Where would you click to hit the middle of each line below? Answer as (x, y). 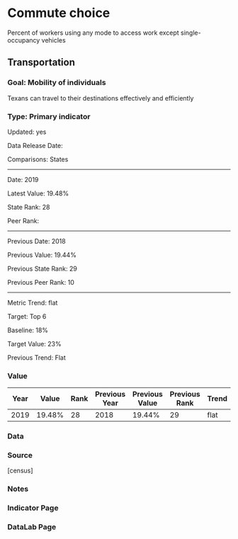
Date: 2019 (23, 179)
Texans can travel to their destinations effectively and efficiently (101, 98)
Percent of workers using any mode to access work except (93, 33)
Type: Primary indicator (49, 116)
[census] (20, 471)
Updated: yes (27, 132)
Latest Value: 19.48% (38, 193)
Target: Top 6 (27, 316)
